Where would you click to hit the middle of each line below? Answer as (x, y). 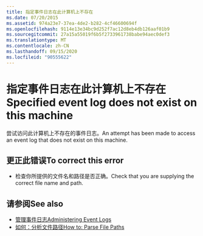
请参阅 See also (35, 203)
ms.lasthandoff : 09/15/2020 (42, 52)
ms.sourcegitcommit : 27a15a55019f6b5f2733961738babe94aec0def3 (88, 35)
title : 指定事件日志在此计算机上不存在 (50, 12)
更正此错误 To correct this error (65, 160)
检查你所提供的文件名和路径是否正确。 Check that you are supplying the (105, 176)
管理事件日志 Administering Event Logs (63, 220)
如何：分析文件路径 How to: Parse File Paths (70, 227)
